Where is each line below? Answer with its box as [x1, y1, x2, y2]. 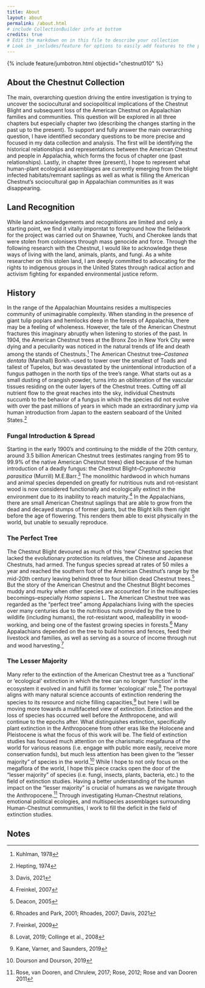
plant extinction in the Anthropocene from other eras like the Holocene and [7, 724, 195, 732]
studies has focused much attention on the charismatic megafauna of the [7, 738, 190, 745]
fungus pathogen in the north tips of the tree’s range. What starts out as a [7, 370, 192, 377]
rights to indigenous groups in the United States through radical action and [7, 264, 194, 271]
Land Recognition [7, 202, 75, 212]
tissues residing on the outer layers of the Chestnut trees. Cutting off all [7, 383, 186, 390]
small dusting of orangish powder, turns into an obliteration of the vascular [7, 376, 193, 383]
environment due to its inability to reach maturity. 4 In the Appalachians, [7, 492, 185, 500]
